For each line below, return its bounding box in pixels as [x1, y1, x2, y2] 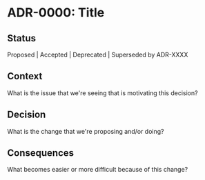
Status [7, 32, 37, 44]
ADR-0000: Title [7, 5, 105, 21]
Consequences [7, 147, 75, 159]
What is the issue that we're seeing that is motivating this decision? [7, 88, 198, 97]
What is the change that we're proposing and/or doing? [7, 127, 164, 135]
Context [7, 70, 43, 82]
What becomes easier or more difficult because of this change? [7, 166, 188, 174]
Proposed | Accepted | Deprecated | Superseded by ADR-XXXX [7, 50, 188, 59]
